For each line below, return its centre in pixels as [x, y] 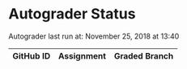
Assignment [82, 55]
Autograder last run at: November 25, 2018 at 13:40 [94, 36]
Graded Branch [144, 55]
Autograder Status [72, 14]
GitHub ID [32, 55]
